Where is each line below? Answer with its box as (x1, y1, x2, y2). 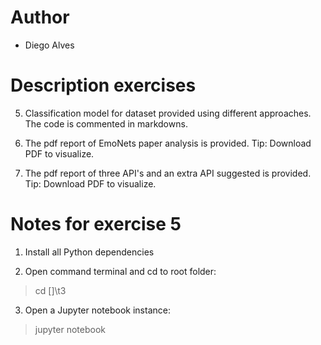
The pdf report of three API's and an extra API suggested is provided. (24, 167, 312, 179)
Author (10, 6, 70, 29)
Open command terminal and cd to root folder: (24, 265, 217, 277)
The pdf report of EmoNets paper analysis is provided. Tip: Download (24, 137, 312, 149)
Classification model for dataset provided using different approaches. (24, 107, 312, 119)
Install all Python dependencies (24, 246, 155, 258)
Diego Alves (24, 39, 75, 51)
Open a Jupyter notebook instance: (24, 304, 171, 316)
